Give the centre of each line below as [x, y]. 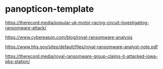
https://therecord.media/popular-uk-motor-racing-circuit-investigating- [77, 23]
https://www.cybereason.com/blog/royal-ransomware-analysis [69, 37]
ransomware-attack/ [26, 27]
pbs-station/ [18, 61]
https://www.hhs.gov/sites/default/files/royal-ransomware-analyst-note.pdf [81, 46]
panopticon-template [50, 9]
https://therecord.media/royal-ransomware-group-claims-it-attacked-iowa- [81, 56]
